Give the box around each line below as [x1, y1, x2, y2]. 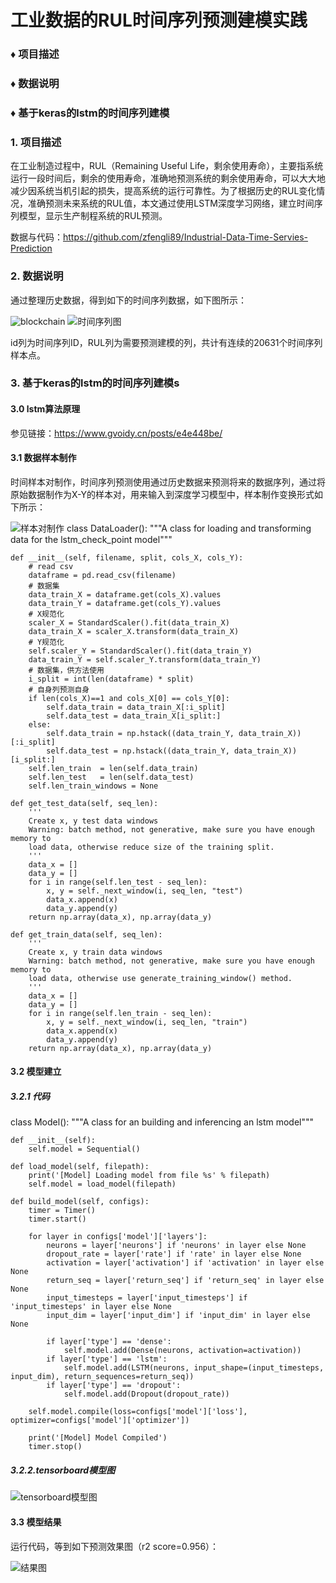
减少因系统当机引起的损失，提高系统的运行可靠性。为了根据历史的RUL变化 [10, 185, 317, 197]
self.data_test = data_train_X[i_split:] [46, 711, 222, 721]
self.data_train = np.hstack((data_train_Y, [46, 728, 235, 738]
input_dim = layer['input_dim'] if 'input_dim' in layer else [46, 1311, 311, 1321]
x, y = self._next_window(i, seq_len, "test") [46, 886, 244, 896]
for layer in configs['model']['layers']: [28, 1232, 208, 1242]
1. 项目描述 [10, 135, 62, 149]
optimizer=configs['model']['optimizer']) [10, 1416, 190, 1426]
